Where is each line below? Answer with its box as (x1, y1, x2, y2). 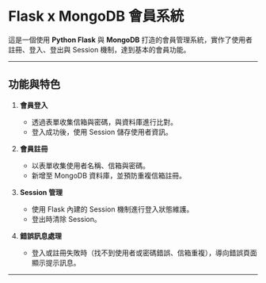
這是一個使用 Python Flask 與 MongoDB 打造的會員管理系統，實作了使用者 (8, 35, 253, 44)
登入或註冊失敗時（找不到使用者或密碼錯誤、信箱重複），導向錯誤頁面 (31, 247, 257, 258)
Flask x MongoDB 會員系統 (8, 7, 184, 25)
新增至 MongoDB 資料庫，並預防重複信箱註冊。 (31, 170, 187, 180)
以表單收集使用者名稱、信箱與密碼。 (31, 160, 150, 170)
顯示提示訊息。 (31, 258, 81, 267)
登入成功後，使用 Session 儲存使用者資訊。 (31, 127, 173, 136)
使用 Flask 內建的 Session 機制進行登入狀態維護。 (31, 204, 194, 214)
